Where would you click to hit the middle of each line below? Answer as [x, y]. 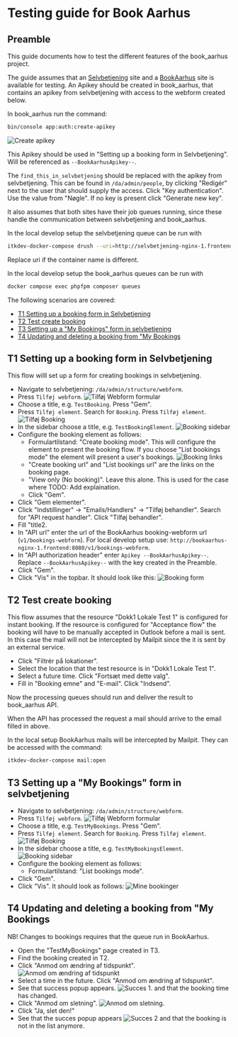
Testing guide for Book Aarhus [99, 13]
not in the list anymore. [51, 1026]
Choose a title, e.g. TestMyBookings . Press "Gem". [89, 826]
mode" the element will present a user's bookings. [101, 457]
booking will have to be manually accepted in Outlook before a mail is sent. [117, 632]
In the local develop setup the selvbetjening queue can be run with [104, 233]
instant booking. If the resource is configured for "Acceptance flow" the [112, 625]
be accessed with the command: [55, 748]
